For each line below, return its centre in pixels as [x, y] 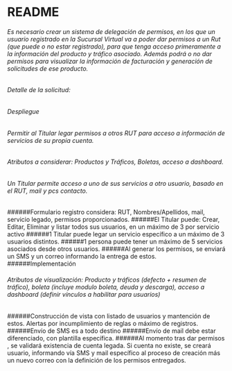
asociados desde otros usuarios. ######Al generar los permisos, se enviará [116, 249]
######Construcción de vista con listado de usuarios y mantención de [109, 316]
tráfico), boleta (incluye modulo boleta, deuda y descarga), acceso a [106, 287]
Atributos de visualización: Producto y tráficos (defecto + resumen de [107, 280]
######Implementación [42, 264]
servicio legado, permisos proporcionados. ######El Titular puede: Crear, [114, 220]
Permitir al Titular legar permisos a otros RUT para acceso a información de [116, 133]
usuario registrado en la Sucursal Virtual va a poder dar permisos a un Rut [114, 39]
